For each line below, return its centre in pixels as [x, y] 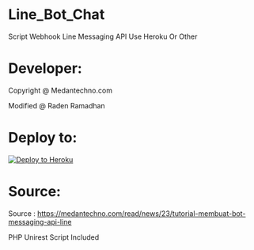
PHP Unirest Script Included [54, 237]
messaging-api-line [40, 222]
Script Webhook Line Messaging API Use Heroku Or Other [103, 36]
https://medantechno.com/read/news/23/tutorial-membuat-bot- [141, 213]
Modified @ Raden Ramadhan [57, 105]
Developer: [45, 68]
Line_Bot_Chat [57, 15]
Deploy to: [43, 138]
